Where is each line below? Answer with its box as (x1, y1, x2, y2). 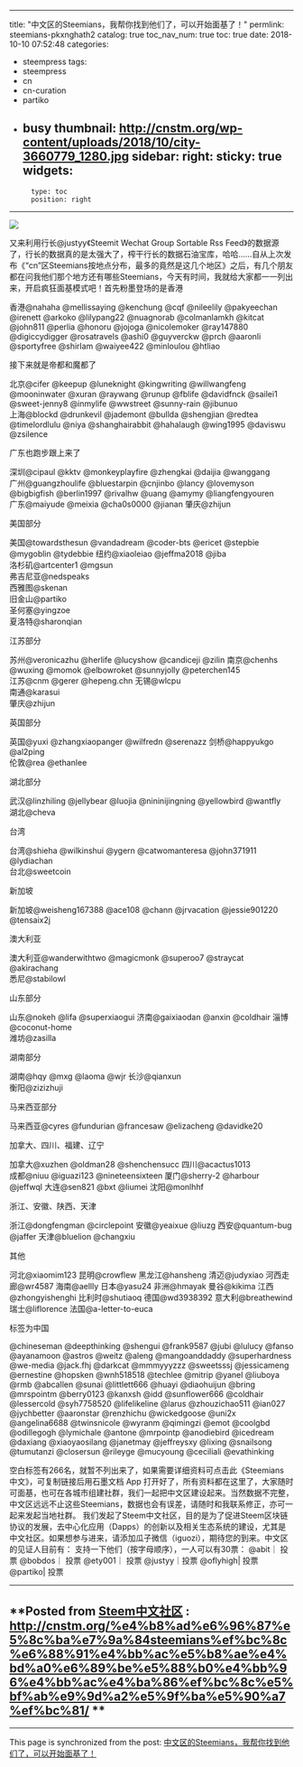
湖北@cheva (9, 806, 56, 817)
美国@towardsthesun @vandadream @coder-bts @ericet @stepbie (9, 536, 260, 547)
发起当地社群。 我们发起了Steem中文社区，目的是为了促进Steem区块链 (24, 1510, 289, 1521)
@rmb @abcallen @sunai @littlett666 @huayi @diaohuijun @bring (9, 1379, 255, 1390)
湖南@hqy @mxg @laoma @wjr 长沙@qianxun (9, 1071, 182, 1082)
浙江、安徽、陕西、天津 (9, 1200, 96, 1211)
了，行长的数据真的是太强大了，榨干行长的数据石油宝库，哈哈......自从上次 (9, 248, 284, 259)
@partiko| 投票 (9, 1566, 64, 1576)
